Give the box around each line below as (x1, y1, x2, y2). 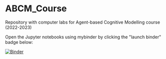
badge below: (5, 39, 33, 45)
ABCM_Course (5, 3, 67, 14)
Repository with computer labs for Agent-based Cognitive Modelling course (5, 19, 161, 25)
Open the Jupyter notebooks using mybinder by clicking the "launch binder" (5, 34, 162, 40)
